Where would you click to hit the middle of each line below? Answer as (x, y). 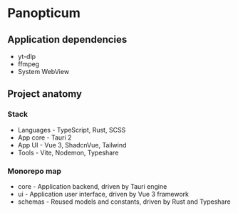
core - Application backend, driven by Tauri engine (92, 186)
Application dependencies (67, 40)
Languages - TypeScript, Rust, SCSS (72, 130)
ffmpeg (29, 64)
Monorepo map (35, 171)
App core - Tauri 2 (45, 137)
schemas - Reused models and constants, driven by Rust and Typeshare (124, 202)
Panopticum (44, 13)
